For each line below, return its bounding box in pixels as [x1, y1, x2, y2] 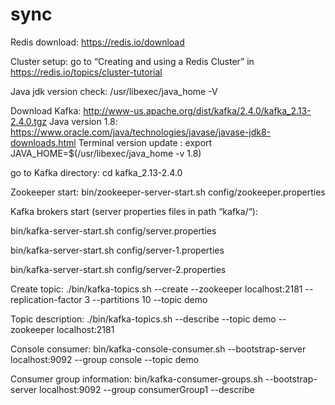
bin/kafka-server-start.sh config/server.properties [10, 224, 217, 237]
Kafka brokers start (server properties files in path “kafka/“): [10, 205, 258, 217]
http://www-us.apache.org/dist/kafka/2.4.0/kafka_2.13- [83, 104, 312, 117]
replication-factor [10, 293, 83, 305]
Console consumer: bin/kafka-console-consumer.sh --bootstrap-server [10, 343, 307, 355]
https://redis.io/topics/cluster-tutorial [10, 66, 163, 78]
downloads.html [10, 136, 77, 148]
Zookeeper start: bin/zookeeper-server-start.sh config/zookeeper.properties [10, 186, 326, 198]
